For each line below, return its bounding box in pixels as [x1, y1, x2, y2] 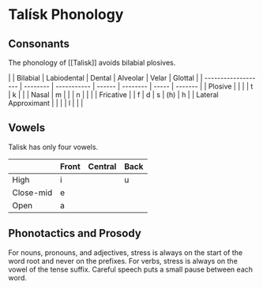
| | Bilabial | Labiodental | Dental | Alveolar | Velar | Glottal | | [8, 73, 203, 82]
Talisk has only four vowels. [8, 142, 99, 152]
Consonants [8, 37, 70, 51]
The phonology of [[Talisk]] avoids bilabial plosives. [8, 58, 176, 67]
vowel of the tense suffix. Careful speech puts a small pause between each [8, 265, 254, 274]
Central [88, 160, 117, 171]
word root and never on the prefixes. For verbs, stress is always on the [8, 256, 239, 265]
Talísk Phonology [8, 6, 124, 24]
